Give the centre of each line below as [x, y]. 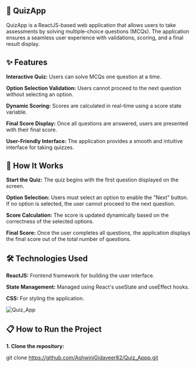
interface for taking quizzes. [40, 147]
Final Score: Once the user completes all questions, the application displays [98, 233]
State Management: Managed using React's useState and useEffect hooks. [98, 287]
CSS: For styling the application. [45, 299]
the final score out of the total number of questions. [69, 239]
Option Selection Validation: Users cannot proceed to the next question [94, 88]
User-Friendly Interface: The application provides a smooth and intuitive [94, 141]
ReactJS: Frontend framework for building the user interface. [80, 276]
